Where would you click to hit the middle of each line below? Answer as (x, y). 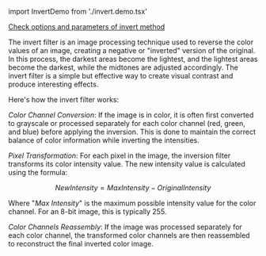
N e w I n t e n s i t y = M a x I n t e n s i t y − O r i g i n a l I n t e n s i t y (133, 188)
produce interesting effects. (53, 84)
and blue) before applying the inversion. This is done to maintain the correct (132, 132)
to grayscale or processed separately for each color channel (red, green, (127, 123)
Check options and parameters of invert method (87, 27)
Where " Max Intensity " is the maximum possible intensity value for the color (132, 203)
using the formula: (38, 172)
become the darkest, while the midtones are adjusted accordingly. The (123, 67)
